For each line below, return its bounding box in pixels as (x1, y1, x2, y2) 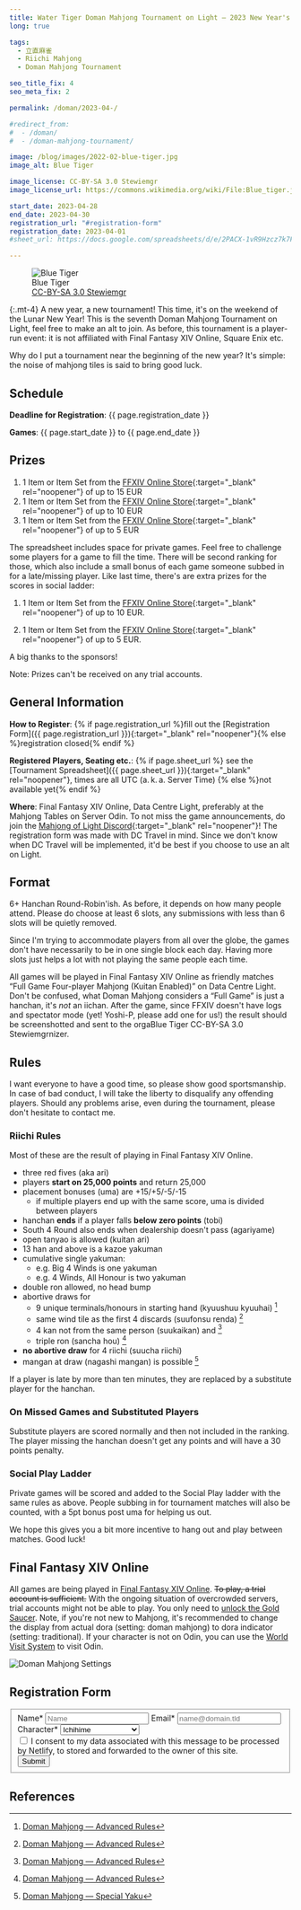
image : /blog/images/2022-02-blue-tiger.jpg (9, 153, 178, 162)
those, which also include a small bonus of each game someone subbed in (9, 560, 285, 571)
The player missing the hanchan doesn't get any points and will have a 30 (9, 1436, 281, 1447)
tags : (9, 38, 30, 47)
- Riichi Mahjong (17, 55, 82, 64)
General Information (9, 695, 125, 710)
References (9, 1789, 75, 1805)
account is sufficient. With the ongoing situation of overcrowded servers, (9, 1593, 279, 1604)
